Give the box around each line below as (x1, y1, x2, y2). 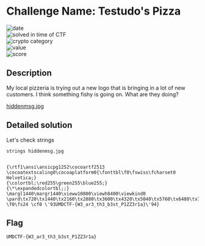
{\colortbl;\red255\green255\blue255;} (6, 180, 108, 186)
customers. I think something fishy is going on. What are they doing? (6, 90, 179, 98)
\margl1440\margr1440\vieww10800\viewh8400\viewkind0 (6, 191, 146, 197)
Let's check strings (6, 136, 55, 144)
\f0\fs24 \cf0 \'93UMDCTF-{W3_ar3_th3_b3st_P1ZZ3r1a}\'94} (6, 201, 160, 208)
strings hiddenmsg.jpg (6, 148, 64, 154)
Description (6, 68, 52, 79)
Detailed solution (6, 120, 73, 130)
